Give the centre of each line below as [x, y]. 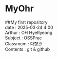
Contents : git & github [28, 49]
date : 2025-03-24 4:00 [29, 27]
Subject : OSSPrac [24, 38]
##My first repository [26, 22]
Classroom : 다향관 [24, 43]
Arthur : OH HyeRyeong [29, 32]
